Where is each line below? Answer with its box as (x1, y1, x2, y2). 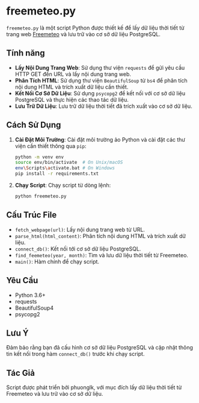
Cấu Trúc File (6, 210, 57, 220)
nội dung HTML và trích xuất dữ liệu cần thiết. (14, 83, 129, 90)
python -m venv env (14, 154, 64, 160)
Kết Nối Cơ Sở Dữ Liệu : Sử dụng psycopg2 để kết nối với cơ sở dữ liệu (14, 89, 185, 97)
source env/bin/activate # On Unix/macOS (14, 160, 123, 166)
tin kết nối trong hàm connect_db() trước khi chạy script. (6, 351, 145, 358)
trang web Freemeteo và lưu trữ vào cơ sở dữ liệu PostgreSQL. (6, 30, 161, 37)
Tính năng (6, 48, 45, 58)
